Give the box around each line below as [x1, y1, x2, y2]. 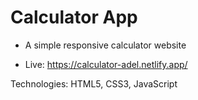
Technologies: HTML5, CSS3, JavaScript [10, 77, 178, 90]
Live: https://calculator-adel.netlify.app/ [24, 58, 188, 70]
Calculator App [10, 6, 138, 29]
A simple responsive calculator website [24, 39, 187, 51]
